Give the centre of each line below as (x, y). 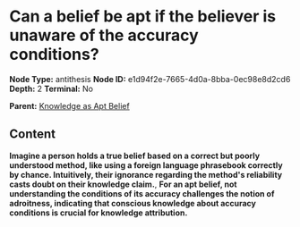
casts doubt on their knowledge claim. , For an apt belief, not (123, 184)
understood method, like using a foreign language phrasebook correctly (146, 165)
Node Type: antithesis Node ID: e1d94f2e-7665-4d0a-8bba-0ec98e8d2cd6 (150, 79)
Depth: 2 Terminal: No (51, 88)
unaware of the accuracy (104, 35)
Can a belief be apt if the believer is (142, 17)
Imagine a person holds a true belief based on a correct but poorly (135, 156)
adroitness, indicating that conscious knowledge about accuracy (133, 203)
